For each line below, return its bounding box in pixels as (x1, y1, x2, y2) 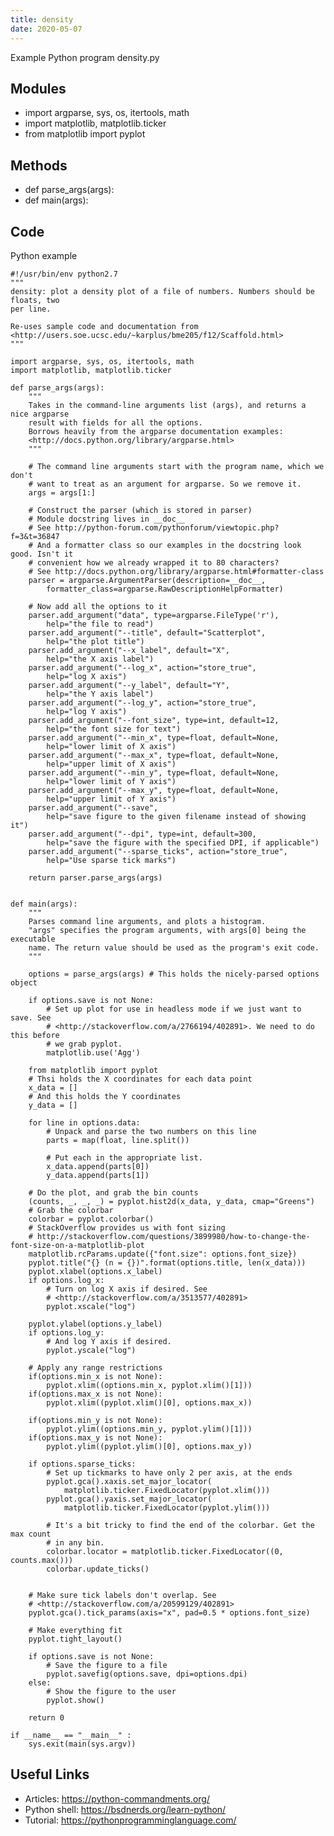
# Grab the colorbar (28, 1205, 114, 1215)
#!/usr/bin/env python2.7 (10, 269, 118, 279)
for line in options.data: (28, 1117, 141, 1128)
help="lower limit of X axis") (46, 741, 177, 751)
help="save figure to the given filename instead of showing (46, 811, 307, 821)
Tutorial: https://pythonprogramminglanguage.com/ (24, 1814, 237, 1826)
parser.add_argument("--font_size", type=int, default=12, (28, 715, 280, 725)
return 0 (28, 1712, 65, 1723)
